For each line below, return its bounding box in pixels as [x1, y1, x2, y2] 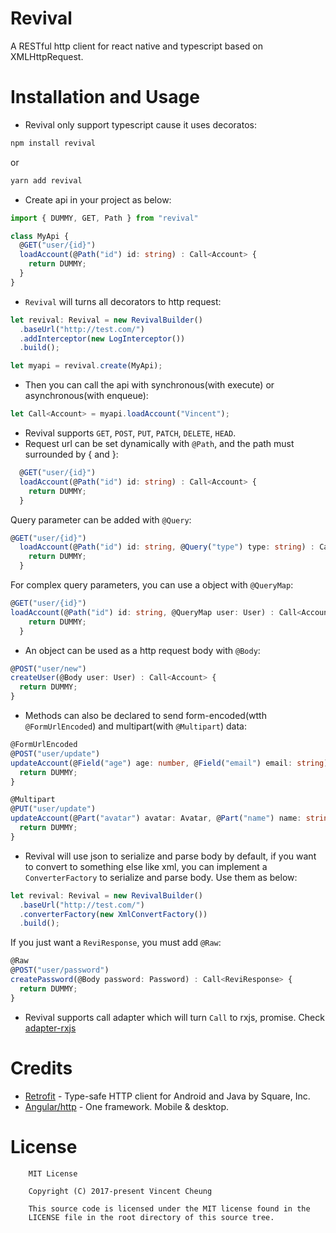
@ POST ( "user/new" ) [10, 663, 87, 674]
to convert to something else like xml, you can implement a [24, 860, 268, 872]
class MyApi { [10, 231, 70, 241]
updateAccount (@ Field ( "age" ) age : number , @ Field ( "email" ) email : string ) [10, 758, 329, 768]
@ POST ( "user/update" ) [10, 748, 101, 759]
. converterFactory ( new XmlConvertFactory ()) [19, 909, 208, 919]
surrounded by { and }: [24, 448, 119, 460]
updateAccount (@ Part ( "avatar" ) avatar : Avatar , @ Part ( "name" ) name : [10, 813, 302, 824]
